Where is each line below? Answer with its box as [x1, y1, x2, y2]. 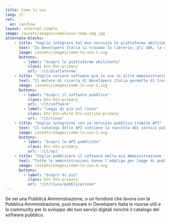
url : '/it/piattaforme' [27, 69, 78, 74]
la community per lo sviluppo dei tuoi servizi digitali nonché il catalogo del [5, 206, 159, 212]
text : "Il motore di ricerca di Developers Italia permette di [18, 78, 155, 83]
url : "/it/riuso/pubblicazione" [27, 182, 96, 187]
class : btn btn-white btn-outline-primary [27, 111, 119, 117]
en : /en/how [10, 21, 35, 27]
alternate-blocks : [5, 36, 44, 41]
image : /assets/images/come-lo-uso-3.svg [18, 130, 108, 135]
